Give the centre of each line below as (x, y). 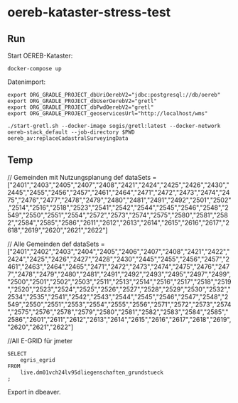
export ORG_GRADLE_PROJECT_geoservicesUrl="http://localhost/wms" (108, 114)
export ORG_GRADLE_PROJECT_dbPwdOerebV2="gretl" (81, 107)
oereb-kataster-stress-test (89, 12)
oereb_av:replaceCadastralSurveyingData (68, 139)
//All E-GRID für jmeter (40, 340)
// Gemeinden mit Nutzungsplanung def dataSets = (82, 177)
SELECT (17, 354)
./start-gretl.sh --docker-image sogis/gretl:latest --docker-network (114, 126)
